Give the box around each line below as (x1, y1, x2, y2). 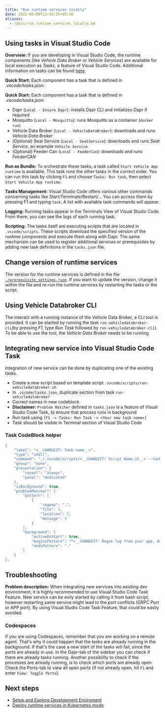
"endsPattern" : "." (31, 543, 71, 548)
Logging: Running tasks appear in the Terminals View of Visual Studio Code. (5, 208, 160, 214)
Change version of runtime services (5, 258, 118, 267)
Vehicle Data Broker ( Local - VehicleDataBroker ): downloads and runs (12, 128, 156, 134)
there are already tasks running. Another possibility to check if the (5, 654, 139, 660)
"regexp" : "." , (40, 502, 71, 508)
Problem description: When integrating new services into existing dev (5, 584, 147, 590)
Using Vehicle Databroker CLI (5, 301, 97, 310)
